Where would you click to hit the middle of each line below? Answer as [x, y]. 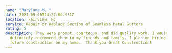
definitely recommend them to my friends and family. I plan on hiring [88, 38]
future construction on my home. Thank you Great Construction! [81, 43]
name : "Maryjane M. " [28, 10]
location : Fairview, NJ [31, 19]
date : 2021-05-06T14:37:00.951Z [40, 15]
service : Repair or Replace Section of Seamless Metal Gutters [74, 24]
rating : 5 [16, 29]
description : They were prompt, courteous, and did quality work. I [80, 33]
